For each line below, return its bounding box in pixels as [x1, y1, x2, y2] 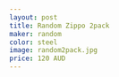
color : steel [9, 37, 58, 47]
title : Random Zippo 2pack [9, 21, 110, 30]
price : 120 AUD [9, 54, 66, 63]
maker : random [9, 29, 63, 38]
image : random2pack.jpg [9, 46, 98, 55]
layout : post [9, 12, 58, 22]
